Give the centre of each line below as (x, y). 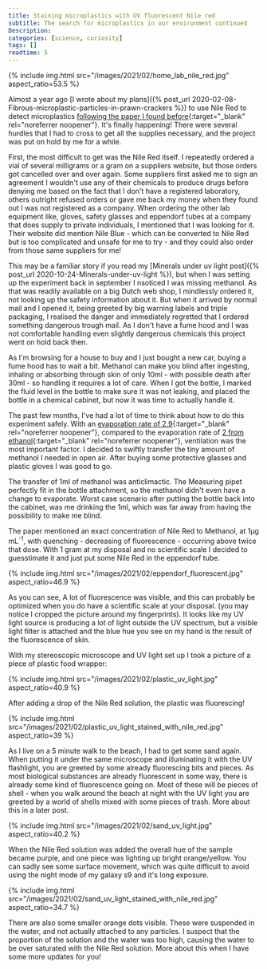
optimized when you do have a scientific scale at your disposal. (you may (128, 605)
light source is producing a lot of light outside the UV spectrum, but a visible (133, 622)
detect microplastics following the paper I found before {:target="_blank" (127, 116)
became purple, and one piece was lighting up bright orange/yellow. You (128, 857)
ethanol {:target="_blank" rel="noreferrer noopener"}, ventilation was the (128, 441)
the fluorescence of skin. (49, 640)
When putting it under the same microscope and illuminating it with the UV (130, 759)
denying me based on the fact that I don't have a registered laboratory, (124, 191)
